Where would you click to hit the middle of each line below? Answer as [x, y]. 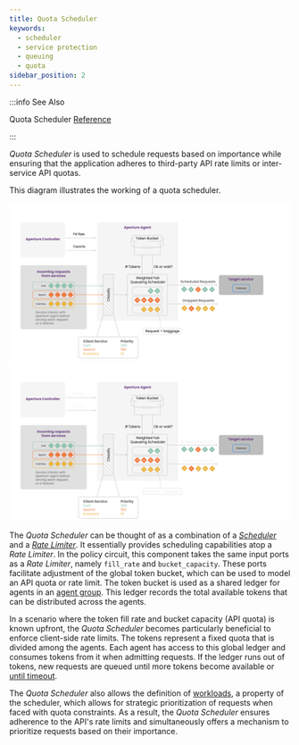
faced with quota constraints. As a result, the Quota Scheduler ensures [140, 712]
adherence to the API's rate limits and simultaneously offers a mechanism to [149, 721]
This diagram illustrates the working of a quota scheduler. [115, 190]
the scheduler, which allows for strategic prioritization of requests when [141, 702]
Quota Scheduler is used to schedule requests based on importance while [145, 154]
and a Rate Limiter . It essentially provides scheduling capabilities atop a [141, 544]
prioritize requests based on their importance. [94, 731]
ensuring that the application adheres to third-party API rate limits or [135, 163]
